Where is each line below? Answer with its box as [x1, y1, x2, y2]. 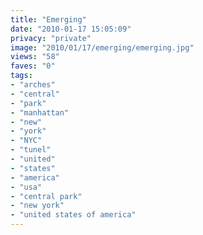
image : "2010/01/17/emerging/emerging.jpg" [10, 42, 195, 53]
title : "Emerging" [10, 14, 87, 25]
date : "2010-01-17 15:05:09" [10, 24, 132, 34]
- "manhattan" [10, 107, 70, 118]
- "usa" [10, 182, 43, 192]
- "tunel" [10, 145, 52, 155]
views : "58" [10, 52, 60, 62]
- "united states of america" [10, 210, 137, 220]
